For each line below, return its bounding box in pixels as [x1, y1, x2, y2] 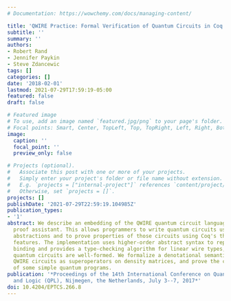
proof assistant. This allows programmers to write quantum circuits [13, 226, 217, 233]
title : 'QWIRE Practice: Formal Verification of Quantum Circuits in [7, 22, 211, 30]
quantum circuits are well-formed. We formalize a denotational [13, 252, 201, 258]
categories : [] [7, 74, 51, 80]
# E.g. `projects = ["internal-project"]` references [7, 181, 170, 188]
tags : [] [7, 67, 32, 74]
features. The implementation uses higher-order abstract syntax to [13, 238, 214, 246]
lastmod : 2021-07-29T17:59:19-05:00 [7, 87, 112, 93]
